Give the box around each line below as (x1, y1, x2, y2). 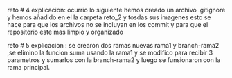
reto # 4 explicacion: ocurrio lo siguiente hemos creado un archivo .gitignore (7, 6, 226, 14)
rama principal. (7, 64, 51, 71)
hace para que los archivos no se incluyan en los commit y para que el (7, 21, 208, 28)
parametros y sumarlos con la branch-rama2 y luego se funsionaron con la (7, 56, 221, 64)
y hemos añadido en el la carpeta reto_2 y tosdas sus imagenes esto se (7, 13, 211, 21)
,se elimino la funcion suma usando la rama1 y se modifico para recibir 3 (7, 48, 213, 57)
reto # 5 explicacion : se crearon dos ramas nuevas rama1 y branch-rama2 (7, 41, 220, 49)
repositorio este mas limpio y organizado (7, 28, 123, 36)
